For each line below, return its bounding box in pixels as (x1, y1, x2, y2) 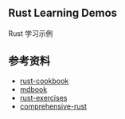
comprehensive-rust (19, 101, 88, 111)
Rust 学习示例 (8, 28, 53, 38)
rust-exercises (19, 93, 68, 102)
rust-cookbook (19, 76, 69, 85)
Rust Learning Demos (8, 6, 118, 20)
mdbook (19, 84, 48, 94)
